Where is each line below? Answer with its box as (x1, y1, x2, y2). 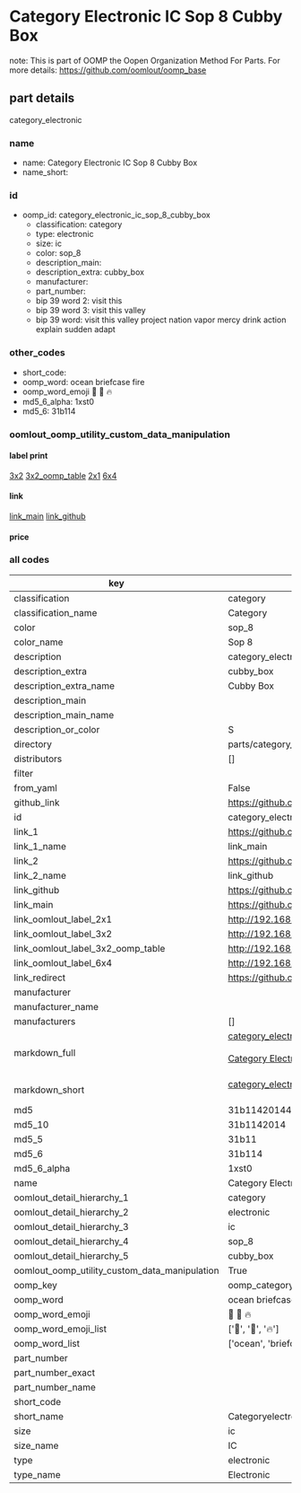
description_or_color (13, 723, 100, 735)
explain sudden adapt (35, 324, 116, 335)
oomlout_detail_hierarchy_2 (13, 1206, 129, 1218)
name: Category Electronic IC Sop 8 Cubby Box (21, 157, 198, 168)
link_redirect (13, 971, 66, 984)
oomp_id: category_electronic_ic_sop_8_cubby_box (21, 209, 211, 221)
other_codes (9, 347, 65, 359)
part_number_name (13, 1381, 96, 1393)
